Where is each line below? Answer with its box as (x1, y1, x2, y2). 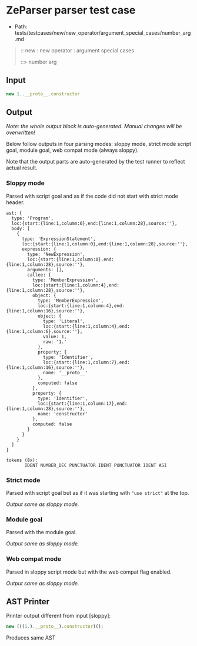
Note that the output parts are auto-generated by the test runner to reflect (6, 158, 185, 165)
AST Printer (6, 597, 50, 607)
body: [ (11, 225, 31, 231)
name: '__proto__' (43, 369, 88, 375)
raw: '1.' (43, 339, 67, 345)
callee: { (27, 272, 51, 278)
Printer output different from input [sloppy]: (6, 612, 111, 620)
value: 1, (43, 334, 67, 339)
